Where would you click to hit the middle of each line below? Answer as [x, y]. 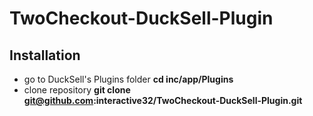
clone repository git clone [77, 90]
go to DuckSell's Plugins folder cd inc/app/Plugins [128, 79]
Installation [45, 55]
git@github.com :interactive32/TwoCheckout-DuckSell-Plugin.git [163, 100]
